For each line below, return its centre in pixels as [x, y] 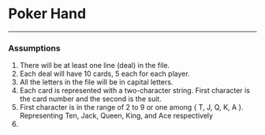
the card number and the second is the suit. [90, 99]
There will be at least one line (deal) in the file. [95, 66]
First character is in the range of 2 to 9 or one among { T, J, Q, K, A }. [132, 107]
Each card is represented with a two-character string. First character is [135, 91]
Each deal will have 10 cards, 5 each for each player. [105, 74]
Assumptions [34, 48]
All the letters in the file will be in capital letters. [96, 82]
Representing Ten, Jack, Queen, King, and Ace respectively [116, 116]
